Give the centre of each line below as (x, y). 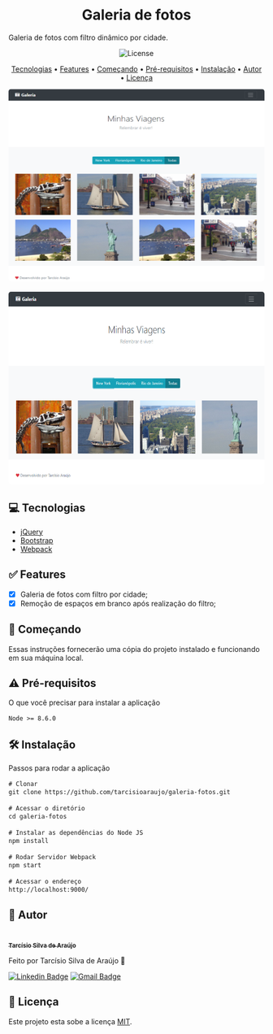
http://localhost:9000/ (49, 890)
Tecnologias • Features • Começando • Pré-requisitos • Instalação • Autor (136, 69)
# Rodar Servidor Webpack (52, 858)
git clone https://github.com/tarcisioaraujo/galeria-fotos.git (119, 793)
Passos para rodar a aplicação (59, 768)
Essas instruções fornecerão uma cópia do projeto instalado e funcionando (134, 649)
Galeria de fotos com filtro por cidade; (84, 594)
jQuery (31, 532)
